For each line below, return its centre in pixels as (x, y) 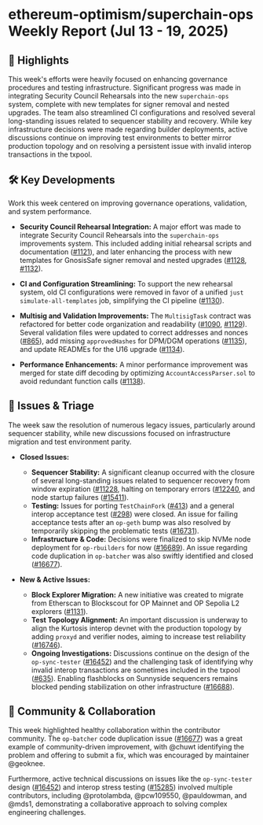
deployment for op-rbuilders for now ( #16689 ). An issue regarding (139, 547)
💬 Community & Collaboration (82, 711)
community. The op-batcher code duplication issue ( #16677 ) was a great (126, 738)
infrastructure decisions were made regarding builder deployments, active (128, 129)
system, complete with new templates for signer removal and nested (119, 104)
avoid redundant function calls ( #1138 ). (82, 381)
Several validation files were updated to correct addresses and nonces (134, 332)
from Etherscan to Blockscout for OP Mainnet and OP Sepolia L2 (135, 603)
